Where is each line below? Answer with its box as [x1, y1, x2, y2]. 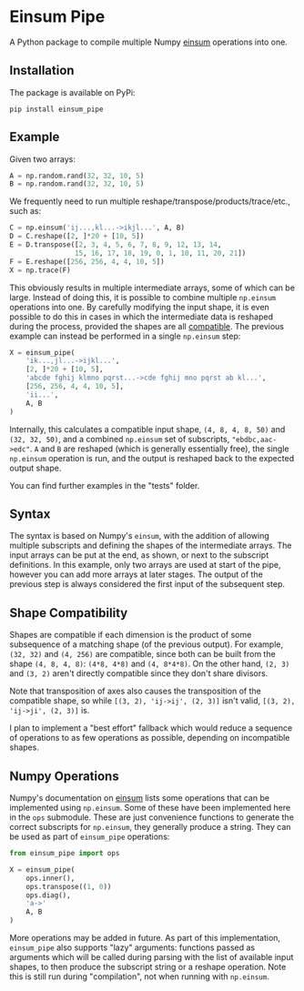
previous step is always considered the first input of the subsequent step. [9, 579, 285, 590]
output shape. [9, 462, 62, 473]
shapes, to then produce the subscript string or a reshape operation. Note [9, 962, 287, 972]
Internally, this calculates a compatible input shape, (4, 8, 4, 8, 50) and [9, 423, 286, 434]
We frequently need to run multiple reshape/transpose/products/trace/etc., [9, 196, 291, 207]
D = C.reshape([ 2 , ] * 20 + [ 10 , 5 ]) [9, 232, 145, 241]
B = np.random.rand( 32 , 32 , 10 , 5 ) [9, 179, 145, 188]
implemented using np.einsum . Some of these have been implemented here [9, 803, 291, 813]
